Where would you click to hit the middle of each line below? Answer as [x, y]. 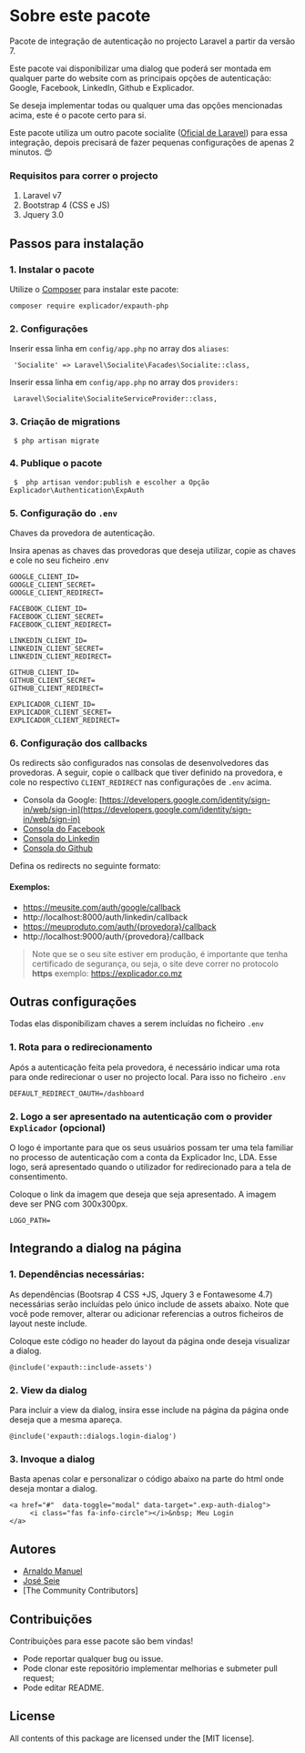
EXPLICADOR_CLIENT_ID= [52, 705]
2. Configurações [49, 329]
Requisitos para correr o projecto [84, 176]
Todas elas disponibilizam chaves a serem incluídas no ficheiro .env [137, 1024]
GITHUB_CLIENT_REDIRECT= [56, 688]
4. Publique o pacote [56, 464]
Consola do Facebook [64, 829]
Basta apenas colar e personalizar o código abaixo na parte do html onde [147, 1479]
